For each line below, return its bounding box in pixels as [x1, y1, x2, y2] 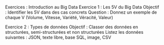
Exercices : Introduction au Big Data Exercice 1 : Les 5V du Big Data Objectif [5, 4, 160, 10]
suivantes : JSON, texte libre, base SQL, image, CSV [5, 34, 112, 40]
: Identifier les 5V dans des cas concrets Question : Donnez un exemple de [5, 9, 157, 15]
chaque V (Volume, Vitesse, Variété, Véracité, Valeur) [5, 15, 114, 20]
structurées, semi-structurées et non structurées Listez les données [5, 29, 144, 35]
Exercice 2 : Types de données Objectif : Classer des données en [5, 24, 138, 30]
